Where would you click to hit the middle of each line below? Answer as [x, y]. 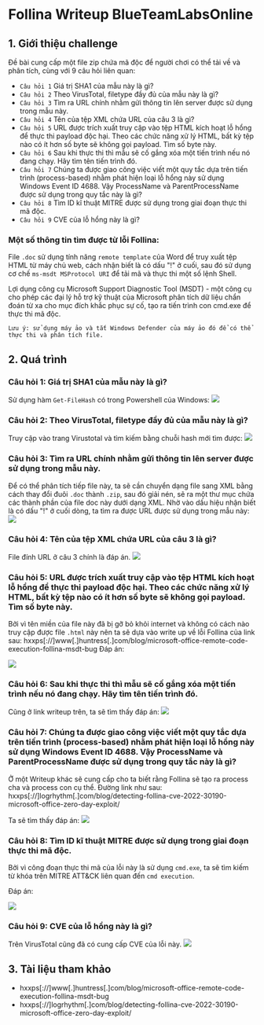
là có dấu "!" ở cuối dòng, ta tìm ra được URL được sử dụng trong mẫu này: [129, 511]
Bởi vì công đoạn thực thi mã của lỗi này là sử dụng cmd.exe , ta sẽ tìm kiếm [128, 868]
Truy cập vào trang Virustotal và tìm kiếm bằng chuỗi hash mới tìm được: [126, 439]
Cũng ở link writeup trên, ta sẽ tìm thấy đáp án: [84, 712]
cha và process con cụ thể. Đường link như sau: [85, 787]
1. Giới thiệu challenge [63, 44]
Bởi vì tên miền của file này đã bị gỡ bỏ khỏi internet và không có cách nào [129, 624]
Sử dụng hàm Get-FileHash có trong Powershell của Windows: [109, 399]
